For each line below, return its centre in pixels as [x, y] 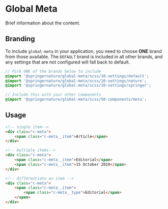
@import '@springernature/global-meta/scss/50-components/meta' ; [76, 100]
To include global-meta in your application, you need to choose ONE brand [83, 51]
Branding [20, 39]
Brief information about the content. [43, 23]
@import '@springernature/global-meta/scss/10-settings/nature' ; [76, 81]
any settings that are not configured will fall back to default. [68, 62]
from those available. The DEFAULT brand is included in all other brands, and [84, 56]
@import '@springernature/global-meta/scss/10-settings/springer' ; [78, 85]
